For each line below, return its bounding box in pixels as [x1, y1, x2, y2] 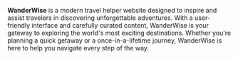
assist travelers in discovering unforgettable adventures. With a [7, 14, 194, 22]
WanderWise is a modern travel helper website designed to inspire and [7, 6, 217, 14]
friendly [7, 21, 31, 29]
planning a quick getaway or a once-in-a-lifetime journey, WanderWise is [7, 36, 222, 45]
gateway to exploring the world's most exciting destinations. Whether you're [7, 28, 232, 37]
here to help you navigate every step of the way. [7, 44, 150, 52]
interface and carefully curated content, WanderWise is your [31, 21, 209, 29]
